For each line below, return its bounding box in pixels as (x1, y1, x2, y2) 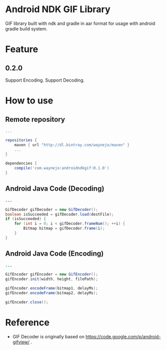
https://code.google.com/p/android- (85, 333, 161, 339)
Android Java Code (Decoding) (5, 184, 104, 193)
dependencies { (5, 161, 37, 166)
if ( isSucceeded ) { (5, 217, 46, 222)
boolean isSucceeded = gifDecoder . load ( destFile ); (5, 212, 114, 217)
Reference (5, 317, 49, 328)
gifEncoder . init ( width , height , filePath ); (5, 276, 98, 282)
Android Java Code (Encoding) (5, 250, 104, 258)
